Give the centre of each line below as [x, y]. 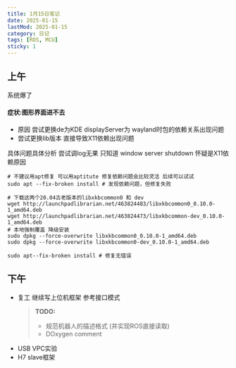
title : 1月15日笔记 [34, 14]
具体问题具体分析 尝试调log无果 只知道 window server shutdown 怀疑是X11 [115, 153]
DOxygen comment [74, 334]
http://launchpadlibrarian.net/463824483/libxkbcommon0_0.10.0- [119, 204]
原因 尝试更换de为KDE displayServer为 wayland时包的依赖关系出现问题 [120, 129]
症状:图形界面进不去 [36, 113]
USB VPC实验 [37, 348]
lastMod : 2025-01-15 [38, 27]
